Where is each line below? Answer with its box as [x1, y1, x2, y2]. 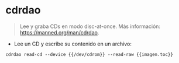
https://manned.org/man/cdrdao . [19, 29, 99, 36]
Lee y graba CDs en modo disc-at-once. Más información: [19, 23, 161, 30]
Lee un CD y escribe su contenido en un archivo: [13, 40, 132, 47]
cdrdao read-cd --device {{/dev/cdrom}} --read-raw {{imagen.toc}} [5, 51, 174, 57]
